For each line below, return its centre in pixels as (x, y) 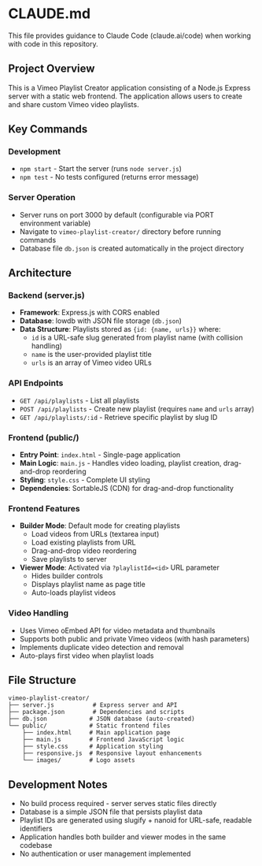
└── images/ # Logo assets (79, 760)
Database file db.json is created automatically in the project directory (132, 248)
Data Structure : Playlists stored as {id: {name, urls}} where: (120, 329)
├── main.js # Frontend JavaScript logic (103, 740)
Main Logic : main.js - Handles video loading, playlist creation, (120, 463)
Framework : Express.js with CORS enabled (89, 313)
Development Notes (58, 784)
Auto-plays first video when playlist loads (87, 656)
